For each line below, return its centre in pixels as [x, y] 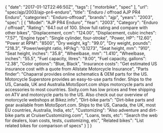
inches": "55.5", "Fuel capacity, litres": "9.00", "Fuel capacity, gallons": [76, 58]
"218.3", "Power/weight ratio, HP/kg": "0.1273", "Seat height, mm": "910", [78, 48]
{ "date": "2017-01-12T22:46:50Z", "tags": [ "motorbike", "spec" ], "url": [77, 7]
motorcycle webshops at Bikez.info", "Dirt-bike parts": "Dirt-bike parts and [80, 100]
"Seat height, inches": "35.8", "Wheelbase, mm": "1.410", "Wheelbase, [75, 53]
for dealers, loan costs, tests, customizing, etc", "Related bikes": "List [74, 120]
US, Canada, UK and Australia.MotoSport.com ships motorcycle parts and [79, 84]
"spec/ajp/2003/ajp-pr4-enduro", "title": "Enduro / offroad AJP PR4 [73, 12]
